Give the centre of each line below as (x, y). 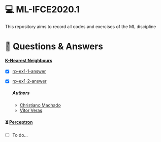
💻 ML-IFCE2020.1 (42, 10)
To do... (20, 135)
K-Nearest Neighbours (29, 60)
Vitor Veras (31, 110)
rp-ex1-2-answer (29, 81)
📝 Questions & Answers (54, 47)
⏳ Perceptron (19, 122)
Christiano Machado (40, 105)
